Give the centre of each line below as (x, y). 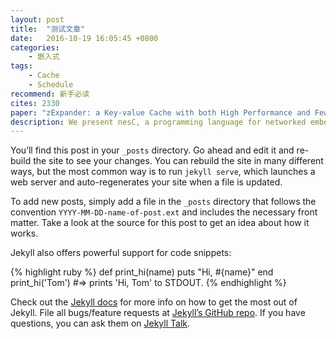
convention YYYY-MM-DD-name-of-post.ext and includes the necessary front (164, 212)
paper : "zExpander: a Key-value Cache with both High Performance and (160, 112)
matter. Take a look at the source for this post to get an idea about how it (160, 223)
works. (24, 233)
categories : (35, 47)
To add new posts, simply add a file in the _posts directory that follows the (163, 202)
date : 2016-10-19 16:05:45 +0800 (84, 38)
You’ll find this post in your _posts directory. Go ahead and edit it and (152, 150)
